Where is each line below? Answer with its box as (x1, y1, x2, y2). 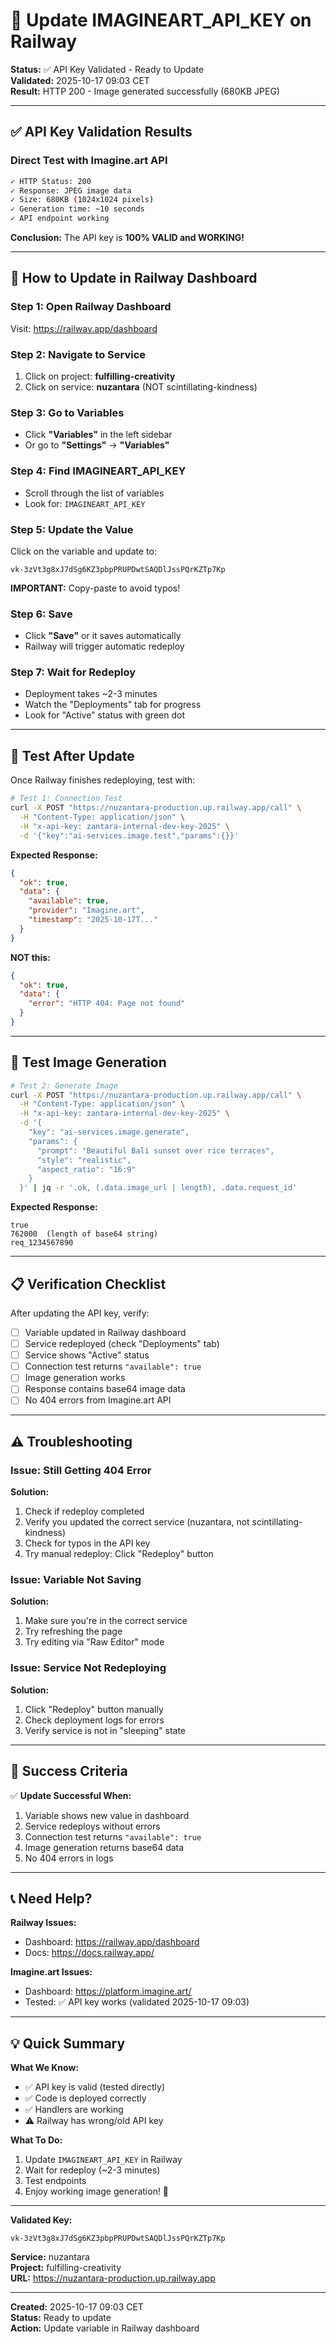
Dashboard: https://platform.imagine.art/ (24, 1985, 192, 1998)
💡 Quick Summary (10, 2035, 126, 2052)
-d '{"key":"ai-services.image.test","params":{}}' (19, 830, 240, 841)
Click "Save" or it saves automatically (24, 630, 182, 642)
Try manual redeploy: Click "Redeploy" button (24, 1548, 214, 1560)
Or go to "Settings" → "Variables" (24, 439, 170, 451)
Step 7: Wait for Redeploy (10, 665, 137, 679)
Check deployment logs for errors (24, 1714, 165, 1726)
